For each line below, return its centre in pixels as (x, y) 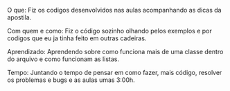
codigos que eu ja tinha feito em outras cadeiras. (77, 38)
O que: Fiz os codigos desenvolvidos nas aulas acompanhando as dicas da (114, 10)
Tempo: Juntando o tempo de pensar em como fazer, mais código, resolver (115, 73)
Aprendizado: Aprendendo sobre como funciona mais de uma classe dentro (115, 52)
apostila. (19, 17)
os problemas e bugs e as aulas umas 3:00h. (71, 80)
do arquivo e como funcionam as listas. (63, 59)
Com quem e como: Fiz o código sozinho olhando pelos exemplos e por (110, 31)
